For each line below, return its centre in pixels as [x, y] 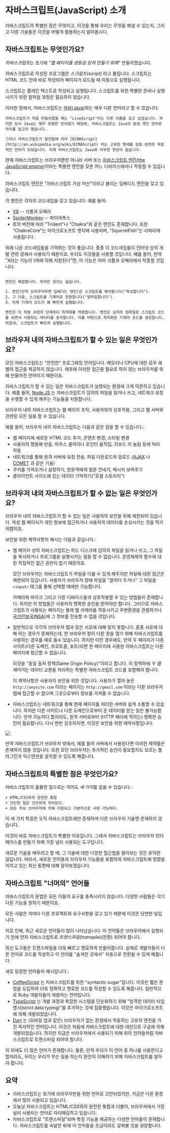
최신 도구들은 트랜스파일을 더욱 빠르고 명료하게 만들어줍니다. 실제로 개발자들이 [82, 948]
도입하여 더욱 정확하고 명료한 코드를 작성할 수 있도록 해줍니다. [83, 989]
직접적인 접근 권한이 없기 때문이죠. [52, 563]
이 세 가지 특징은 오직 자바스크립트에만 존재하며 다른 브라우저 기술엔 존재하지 [81, 819]
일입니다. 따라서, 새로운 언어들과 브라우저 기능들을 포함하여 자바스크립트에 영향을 [85, 859]
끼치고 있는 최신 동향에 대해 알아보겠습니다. [48, 866]
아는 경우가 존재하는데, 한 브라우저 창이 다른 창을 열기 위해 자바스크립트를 [91, 634]
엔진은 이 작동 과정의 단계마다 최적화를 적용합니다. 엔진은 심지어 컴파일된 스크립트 [80, 312]
